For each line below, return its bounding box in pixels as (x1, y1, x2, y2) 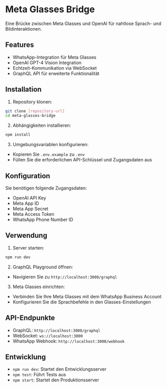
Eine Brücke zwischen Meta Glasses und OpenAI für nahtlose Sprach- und (5, 20, 161, 26)
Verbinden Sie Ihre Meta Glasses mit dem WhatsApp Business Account (12, 293, 162, 299)
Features (5, 41, 34, 49)
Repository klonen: (12, 98, 52, 105)
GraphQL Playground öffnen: (12, 264, 73, 270)
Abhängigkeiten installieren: (12, 122, 71, 128)
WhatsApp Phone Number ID (12, 216, 74, 223)
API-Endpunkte (5, 314, 55, 322)
